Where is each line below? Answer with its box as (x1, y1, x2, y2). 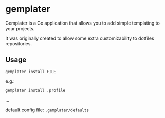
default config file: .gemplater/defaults (5, 107, 89, 113)
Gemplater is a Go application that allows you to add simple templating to (5, 20, 160, 26)
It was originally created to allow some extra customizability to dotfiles (5, 35, 154, 41)
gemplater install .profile (5, 88, 66, 93)
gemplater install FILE (5, 69, 57, 74)
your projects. (5, 25, 35, 31)
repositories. (5, 40, 32, 46)
